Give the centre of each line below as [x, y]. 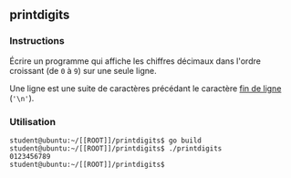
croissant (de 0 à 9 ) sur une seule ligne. [83, 70]
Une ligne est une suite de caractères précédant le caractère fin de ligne [145, 88]
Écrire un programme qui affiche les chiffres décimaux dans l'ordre [135, 61]
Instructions [37, 41]
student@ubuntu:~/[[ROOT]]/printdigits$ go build [106, 141]
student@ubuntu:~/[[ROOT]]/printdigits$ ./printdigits [116, 148]
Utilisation [33, 121]
